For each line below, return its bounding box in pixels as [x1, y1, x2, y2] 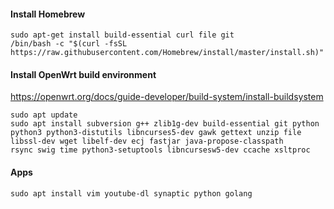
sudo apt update [10, 110, 78, 120]
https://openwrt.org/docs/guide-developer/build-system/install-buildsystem [10, 91, 324, 103]
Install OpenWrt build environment [10, 68, 157, 80]
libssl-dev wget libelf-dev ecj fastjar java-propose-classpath [10, 136, 284, 147]
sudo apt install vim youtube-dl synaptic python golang [10, 188, 253, 199]
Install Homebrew [10, 8, 86, 20]
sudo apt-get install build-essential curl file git [10, 30, 235, 40]
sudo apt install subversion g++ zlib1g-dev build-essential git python [10, 119, 320, 129]
